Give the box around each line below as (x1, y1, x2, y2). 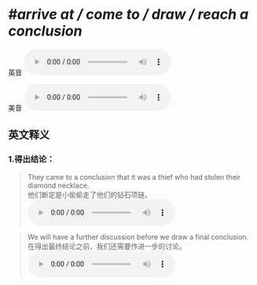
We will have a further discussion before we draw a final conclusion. (27, 232, 249, 241)
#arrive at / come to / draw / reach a (8, 5, 249, 24)
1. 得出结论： (8, 154, 55, 165)
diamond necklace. (27, 181, 90, 190)
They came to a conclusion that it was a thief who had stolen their (27, 172, 241, 181)
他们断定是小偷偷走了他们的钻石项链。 (27, 190, 152, 199)
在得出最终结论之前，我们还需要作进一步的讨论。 (27, 241, 186, 250)
